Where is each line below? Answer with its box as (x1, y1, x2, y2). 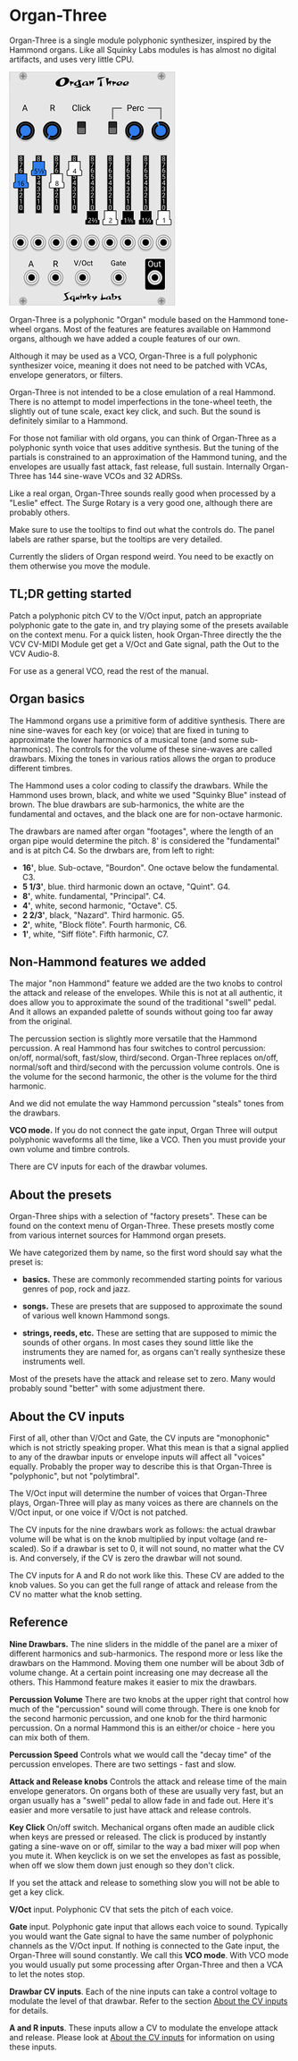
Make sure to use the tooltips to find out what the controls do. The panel (9, 524, 275, 534)
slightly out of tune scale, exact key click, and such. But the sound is (9, 406, 261, 416)
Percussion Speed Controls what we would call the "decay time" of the (9, 1749, 272, 1760)
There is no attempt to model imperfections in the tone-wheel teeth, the (9, 396, 272, 407)
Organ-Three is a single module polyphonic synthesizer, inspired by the (9, 35, 272, 46)
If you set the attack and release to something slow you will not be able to (9, 1877, 280, 1888)
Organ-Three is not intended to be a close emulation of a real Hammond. (9, 386, 277, 398)
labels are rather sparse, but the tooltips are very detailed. (9, 534, 223, 544)
